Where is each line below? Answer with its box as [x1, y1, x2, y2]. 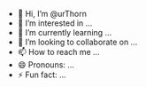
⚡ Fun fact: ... [17, 69, 66, 80]
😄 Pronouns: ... [17, 59, 75, 70]
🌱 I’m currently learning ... [17, 28, 112, 37]
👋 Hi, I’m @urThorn [17, 9, 87, 19]
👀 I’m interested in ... [17, 18, 93, 28]
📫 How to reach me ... [17, 47, 100, 57]
